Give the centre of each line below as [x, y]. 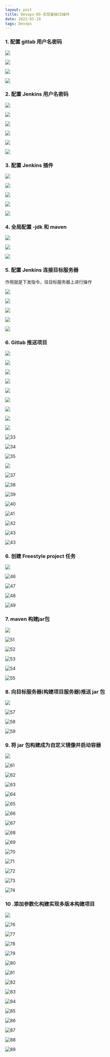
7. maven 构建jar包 [27, 619]
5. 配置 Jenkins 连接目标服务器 [42, 270]
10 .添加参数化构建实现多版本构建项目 [50, 904]
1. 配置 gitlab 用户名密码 [34, 42]
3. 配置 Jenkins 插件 [29, 165]
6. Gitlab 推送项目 [26, 342]
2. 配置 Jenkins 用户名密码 [37, 94]
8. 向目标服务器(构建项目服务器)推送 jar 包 [55, 692]
